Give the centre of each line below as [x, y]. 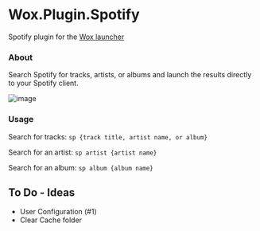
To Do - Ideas [42, 192]
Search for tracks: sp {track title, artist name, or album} [108, 136]
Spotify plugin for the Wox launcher [66, 37]
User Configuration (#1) [58, 212]
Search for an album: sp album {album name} [81, 167]
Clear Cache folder [50, 220]
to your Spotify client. [43, 83]
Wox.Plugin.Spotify [74, 15]
